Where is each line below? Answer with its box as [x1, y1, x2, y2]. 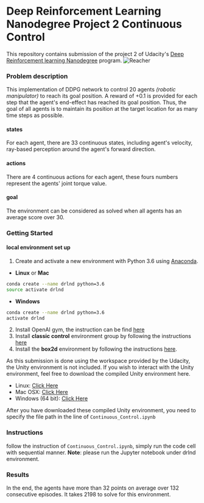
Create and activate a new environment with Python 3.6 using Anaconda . [15, 257, 199, 264]
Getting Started [6, 228, 53, 237]
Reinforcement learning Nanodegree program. [6, 57, 122, 64]
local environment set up [6, 244, 71, 251]
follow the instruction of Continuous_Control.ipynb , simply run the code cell [6, 442, 196, 449]
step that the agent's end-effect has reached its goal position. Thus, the [6, 99, 187, 106]
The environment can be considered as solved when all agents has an [6, 207, 182, 214]
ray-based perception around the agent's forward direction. [6, 146, 156, 153]
